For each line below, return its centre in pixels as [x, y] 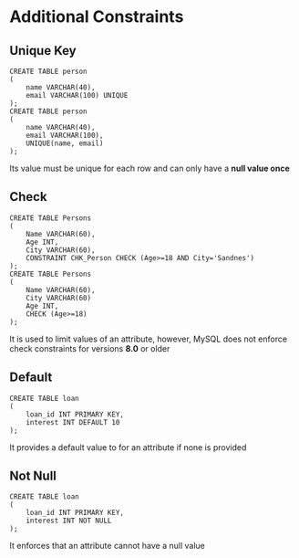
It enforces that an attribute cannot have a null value [107, 546]
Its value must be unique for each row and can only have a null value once [149, 168]
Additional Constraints [97, 17]
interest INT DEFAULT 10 [73, 422]
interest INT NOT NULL [69, 521]
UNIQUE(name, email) [65, 143]
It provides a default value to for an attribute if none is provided [128, 447]
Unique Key [43, 51]
